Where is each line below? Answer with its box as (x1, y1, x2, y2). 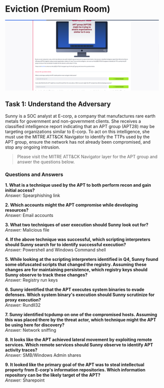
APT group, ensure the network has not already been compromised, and (5, 139, 151, 145)
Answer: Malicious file (5, 227, 50, 233)
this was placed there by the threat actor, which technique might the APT (5, 317, 156, 323)
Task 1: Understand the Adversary (5, 100, 111, 108)
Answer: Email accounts (5, 212, 54, 218)
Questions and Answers (5, 171, 63, 178)
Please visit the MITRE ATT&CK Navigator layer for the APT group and (17, 153, 158, 159)
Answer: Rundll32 (5, 302, 41, 308)
